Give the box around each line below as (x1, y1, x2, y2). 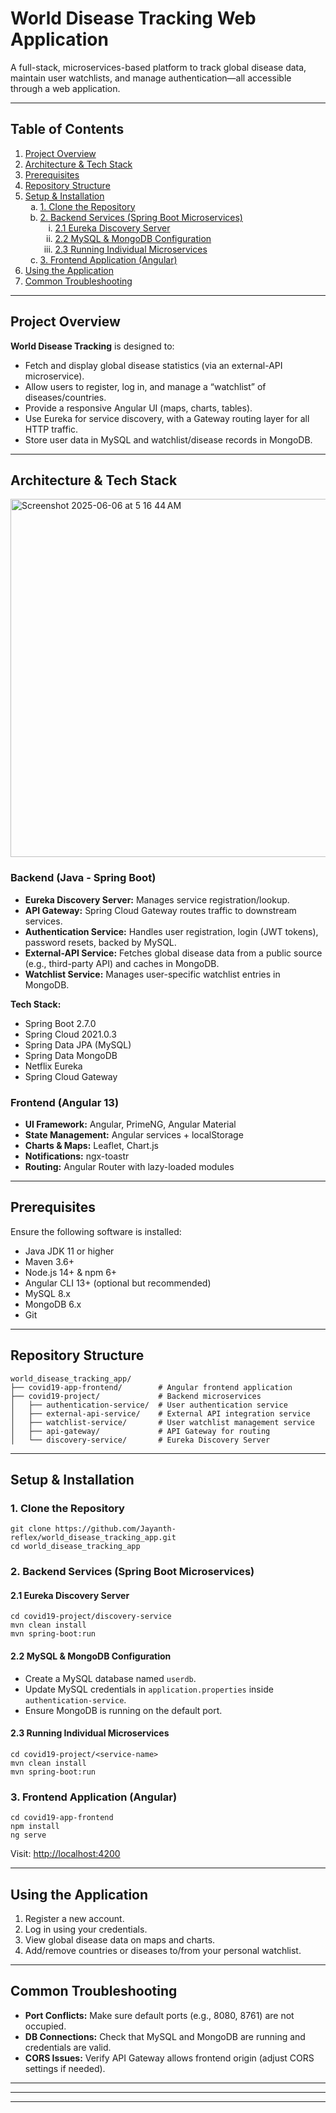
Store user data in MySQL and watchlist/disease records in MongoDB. (24, 433, 313, 446)
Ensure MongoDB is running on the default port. (24, 1704, 223, 1716)
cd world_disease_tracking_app (10, 1542, 141, 1552)
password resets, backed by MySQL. (24, 936, 177, 948)
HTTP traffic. (24, 423, 79, 435)
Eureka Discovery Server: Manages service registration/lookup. (24, 893, 290, 906)
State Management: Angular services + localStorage (24, 1128, 244, 1141)
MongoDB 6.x (24, 1298, 82, 1310)
